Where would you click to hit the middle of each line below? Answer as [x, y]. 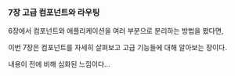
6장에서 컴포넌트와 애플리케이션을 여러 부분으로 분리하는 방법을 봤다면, [116, 31]
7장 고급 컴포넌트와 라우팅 [54, 12]
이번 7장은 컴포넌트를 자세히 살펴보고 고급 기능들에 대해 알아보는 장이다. [117, 48]
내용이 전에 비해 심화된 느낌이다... [60, 64]
